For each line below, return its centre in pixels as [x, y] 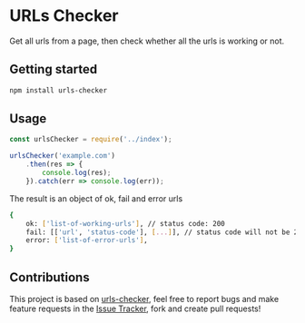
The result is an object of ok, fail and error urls [96, 198]
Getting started [54, 69]
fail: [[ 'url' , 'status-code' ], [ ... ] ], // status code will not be [158, 232]
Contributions [49, 277]
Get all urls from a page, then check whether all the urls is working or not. [147, 41]
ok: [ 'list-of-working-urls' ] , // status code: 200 [125, 223]
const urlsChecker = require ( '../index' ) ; [91, 140]
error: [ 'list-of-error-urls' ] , [87, 240]
